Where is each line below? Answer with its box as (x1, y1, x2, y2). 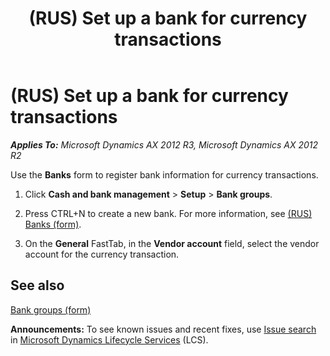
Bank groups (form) (10, 303, 92, 316)
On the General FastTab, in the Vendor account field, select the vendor (24, 237, 320, 249)
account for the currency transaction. (24, 248, 180, 260)
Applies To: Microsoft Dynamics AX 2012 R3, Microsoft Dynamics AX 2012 (10, 138, 319, 151)
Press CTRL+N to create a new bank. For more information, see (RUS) (24, 207, 313, 219)
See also (10, 277, 65, 294)
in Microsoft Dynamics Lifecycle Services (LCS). (10, 333, 209, 346)
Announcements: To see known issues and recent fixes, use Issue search (10, 323, 317, 335)
